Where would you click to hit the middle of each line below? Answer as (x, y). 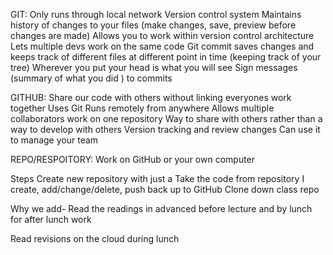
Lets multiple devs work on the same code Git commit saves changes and (162, 46)
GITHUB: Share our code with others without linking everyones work (151, 97)
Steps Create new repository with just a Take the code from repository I (157, 178)
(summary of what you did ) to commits (91, 78)
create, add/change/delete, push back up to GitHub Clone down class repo (165, 189)
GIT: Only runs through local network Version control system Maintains (156, 14)
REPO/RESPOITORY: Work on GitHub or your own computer (133, 159)
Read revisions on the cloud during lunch (95, 238)
